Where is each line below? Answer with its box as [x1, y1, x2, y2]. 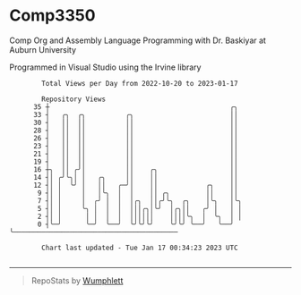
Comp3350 [9, 5, 96, 26]
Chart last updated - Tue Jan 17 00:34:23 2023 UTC [41, 243, 239, 252]
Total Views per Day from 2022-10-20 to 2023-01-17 [41, 79, 239, 88]
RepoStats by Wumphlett [30, 274, 124, 286]
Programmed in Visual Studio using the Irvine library [9, 62, 202, 72]
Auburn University [9, 44, 77, 55]
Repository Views [41, 95, 106, 104]
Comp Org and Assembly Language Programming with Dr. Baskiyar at [9, 35, 267, 46]
